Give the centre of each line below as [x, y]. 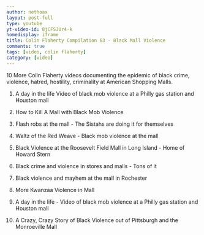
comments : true [26, 47]
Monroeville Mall [36, 226]
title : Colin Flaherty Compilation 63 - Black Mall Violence [86, 40]
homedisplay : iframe [33, 35]
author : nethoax [27, 12]
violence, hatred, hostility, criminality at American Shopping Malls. [90, 82]
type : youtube [25, 23]
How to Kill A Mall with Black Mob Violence [69, 112]
